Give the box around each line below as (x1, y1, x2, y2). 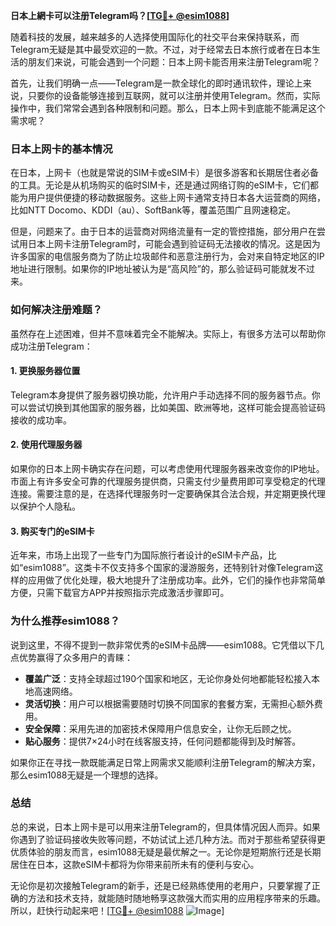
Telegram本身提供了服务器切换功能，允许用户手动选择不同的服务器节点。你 (10, 389, 321, 401)
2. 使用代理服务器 (10, 439, 83, 451)
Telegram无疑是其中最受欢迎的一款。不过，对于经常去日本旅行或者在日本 (10, 44, 312, 55)
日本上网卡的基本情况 (10, 142, 113, 156)
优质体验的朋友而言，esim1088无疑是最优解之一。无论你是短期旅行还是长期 (10, 845, 322, 858)
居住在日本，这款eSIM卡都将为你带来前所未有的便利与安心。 (10, 858, 260, 870)
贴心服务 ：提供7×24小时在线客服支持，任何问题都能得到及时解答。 (24, 735, 302, 747)
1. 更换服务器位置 (10, 365, 81, 377)
